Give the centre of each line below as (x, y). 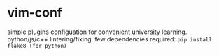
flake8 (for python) (37, 46)
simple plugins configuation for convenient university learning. (97, 32)
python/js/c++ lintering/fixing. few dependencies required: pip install (109, 39)
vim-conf (35, 13)
